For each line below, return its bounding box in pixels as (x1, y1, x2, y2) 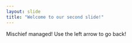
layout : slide (6, 8, 41, 15)
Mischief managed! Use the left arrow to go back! (6, 30, 127, 37)
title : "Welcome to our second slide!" (6, 14, 104, 20)
